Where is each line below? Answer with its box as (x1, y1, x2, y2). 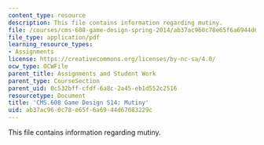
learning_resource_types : (8, 41, 93, 49)
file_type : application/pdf (8, 33, 101, 42)
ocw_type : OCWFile (8, 63, 68, 71)
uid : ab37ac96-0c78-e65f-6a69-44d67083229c (8, 107, 153, 114)
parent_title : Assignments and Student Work (8, 70, 156, 78)
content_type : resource (8, 11, 86, 20)
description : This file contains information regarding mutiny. (8, 19, 223, 27)
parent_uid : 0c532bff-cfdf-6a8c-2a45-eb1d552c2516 (8, 84, 178, 92)
